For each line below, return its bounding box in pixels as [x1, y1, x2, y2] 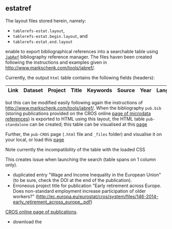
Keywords [87, 86, 113, 94]
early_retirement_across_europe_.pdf [12, 199, 91, 205]
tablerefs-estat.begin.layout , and [12, 33, 88, 39]
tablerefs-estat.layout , [12, 28, 65, 34]
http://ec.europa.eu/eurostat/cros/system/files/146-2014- [37, 193, 159, 199]
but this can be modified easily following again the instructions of [5, 99, 143, 105]
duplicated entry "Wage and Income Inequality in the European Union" [12, 171, 161, 178]
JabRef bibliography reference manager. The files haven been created [5, 54, 153, 60]
